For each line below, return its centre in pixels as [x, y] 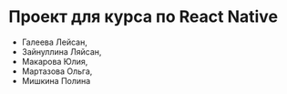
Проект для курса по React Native [143, 17]
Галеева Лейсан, [54, 42]
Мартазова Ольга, [57, 71]
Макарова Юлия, [55, 61]
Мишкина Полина [56, 80]
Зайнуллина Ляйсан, [61, 51]
